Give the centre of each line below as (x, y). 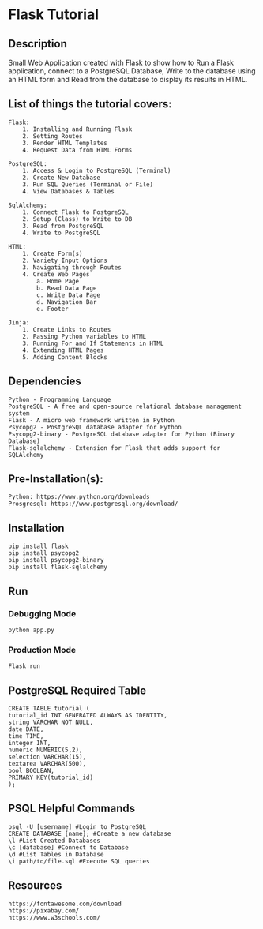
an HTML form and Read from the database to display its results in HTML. (128, 79)
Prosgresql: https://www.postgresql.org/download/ (93, 504)
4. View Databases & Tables (68, 191)
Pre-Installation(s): (56, 479)
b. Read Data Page (67, 288)
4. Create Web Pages (56, 274)
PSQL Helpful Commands (72, 809)
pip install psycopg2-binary (56, 560)
